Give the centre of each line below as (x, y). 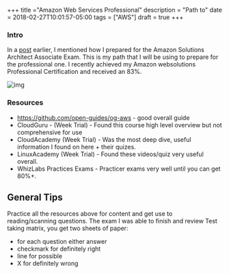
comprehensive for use (50, 132)
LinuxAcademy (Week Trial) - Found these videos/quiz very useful (110, 154)
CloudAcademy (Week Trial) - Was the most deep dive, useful (104, 139)
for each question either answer (62, 242)
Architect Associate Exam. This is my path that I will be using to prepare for (113, 57)
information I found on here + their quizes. (77, 147)
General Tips (35, 197)
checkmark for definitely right (59, 249)
